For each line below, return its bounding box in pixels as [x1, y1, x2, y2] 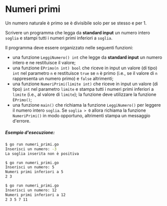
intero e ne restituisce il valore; [12, 59, 76, 65]
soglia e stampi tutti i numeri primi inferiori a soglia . [5, 35, 113, 41]
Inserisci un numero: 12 [5, 188, 57, 193]
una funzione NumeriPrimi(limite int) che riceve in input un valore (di [12, 81, 158, 87]
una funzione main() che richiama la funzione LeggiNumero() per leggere [12, 102, 161, 108]
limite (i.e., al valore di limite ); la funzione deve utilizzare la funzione [12, 91, 157, 97]
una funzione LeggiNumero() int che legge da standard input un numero [12, 54, 163, 60]
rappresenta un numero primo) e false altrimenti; [12, 75, 114, 81]
